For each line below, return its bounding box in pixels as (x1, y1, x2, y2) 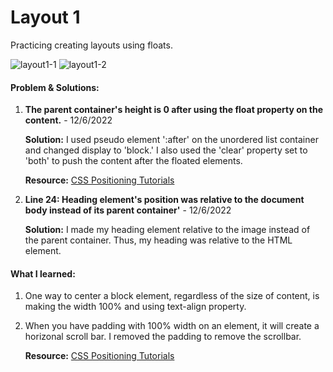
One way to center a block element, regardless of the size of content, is (24, 290, 320, 302)
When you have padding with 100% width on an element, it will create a (24, 320, 320, 332)
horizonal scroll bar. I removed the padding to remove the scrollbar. (24, 331, 302, 343)
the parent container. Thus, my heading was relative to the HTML (24, 234, 293, 246)
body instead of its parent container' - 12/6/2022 (24, 204, 232, 216)
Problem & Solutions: (10, 81, 100, 93)
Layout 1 (10, 6, 81, 29)
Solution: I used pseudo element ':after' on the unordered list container (24, 134, 319, 146)
